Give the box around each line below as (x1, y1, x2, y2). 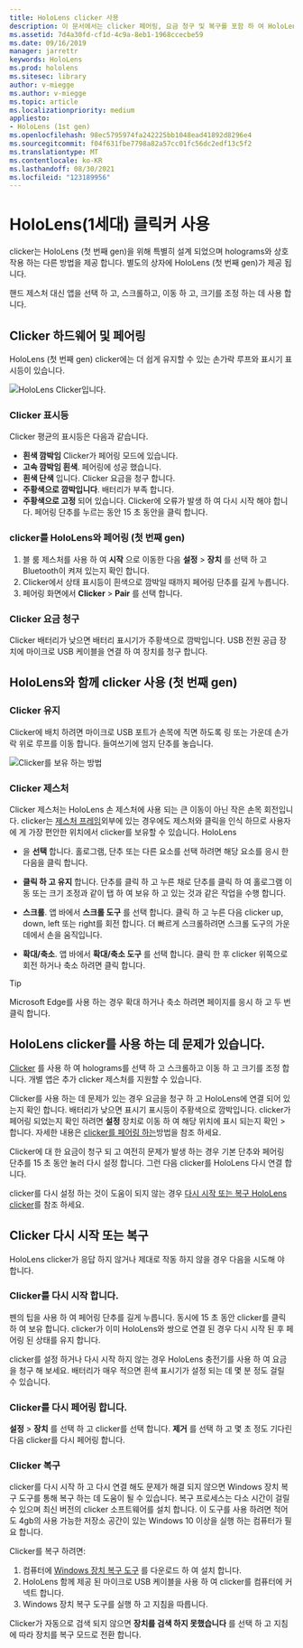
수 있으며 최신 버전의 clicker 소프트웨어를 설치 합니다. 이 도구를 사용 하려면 (9, 1504, 272, 1515)
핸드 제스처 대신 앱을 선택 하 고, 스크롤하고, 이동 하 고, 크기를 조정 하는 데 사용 (9, 288, 282, 299)
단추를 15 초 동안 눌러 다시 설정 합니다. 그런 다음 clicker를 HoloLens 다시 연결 (9, 1157, 283, 1168)
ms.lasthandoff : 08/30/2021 (9, 164, 115, 173)
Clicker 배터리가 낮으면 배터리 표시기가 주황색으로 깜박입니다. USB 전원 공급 (9, 634, 278, 646)
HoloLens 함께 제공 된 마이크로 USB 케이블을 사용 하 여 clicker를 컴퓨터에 (22, 1577, 283, 1587)
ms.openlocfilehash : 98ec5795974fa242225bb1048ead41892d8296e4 (9, 131, 252, 140)
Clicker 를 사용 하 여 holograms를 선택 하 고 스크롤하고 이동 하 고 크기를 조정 (9, 1062, 280, 1073)
